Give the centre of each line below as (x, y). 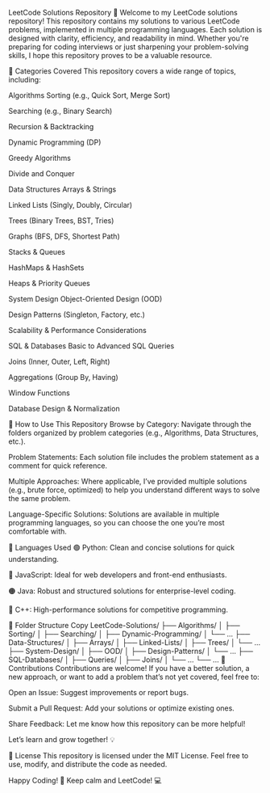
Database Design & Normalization (64, 409)
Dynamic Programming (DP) (55, 142)
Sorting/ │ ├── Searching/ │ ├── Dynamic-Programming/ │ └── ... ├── (129, 634)
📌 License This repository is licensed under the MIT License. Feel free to (129, 755)
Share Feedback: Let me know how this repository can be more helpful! (127, 724)
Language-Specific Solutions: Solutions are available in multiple (114, 514)
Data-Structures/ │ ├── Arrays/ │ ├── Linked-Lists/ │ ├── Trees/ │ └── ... (135, 642)
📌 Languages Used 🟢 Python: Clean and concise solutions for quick (122, 547)
